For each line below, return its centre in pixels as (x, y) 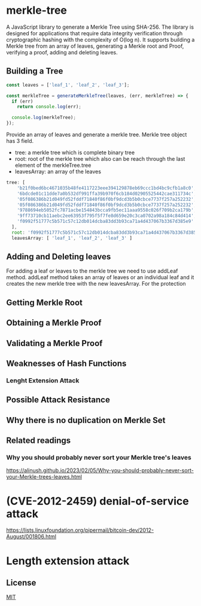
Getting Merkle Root (44, 302)
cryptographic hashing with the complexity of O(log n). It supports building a (100, 39)
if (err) (22, 101)
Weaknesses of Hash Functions (66, 363)
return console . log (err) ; (49, 107)
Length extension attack (68, 561)
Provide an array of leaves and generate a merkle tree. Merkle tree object (97, 134)
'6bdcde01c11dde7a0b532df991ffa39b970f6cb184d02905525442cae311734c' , (107, 194)
